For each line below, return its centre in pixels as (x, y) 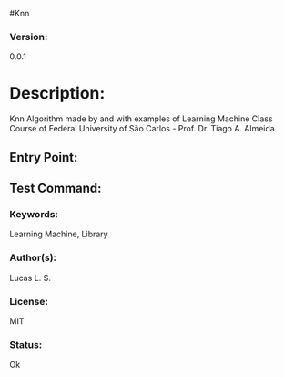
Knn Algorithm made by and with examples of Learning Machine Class (141, 119)
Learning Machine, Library (59, 234)
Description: (57, 94)
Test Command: (56, 188)
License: (29, 301)
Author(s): (33, 257)
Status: (26, 344)
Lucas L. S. (30, 278)
